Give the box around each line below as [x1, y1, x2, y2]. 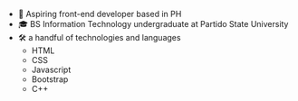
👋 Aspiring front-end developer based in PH [17, 9, 182, 19]
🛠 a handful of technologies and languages [17, 32, 181, 42]
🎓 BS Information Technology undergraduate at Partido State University [17, 19, 289, 29]
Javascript [31, 64, 72, 75]
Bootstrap [31, 74, 69, 85]
